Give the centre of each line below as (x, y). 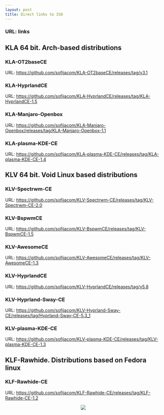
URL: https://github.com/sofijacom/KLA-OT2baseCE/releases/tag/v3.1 (76, 73)
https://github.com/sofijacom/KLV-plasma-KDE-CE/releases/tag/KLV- (87, 339)
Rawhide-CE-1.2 (22, 398)
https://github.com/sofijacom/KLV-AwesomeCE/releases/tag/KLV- (83, 258)
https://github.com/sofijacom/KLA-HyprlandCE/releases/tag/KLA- (83, 96)
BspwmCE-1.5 (19, 234)
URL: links (18, 32)
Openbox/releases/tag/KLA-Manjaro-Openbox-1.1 (56, 130)
